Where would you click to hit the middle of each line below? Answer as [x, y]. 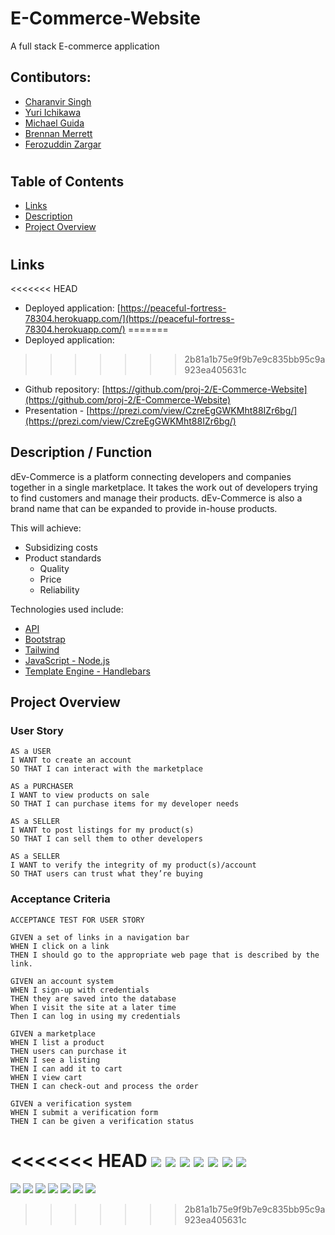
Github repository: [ [65, 389]
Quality [54, 568]
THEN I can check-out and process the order [104, 1086]
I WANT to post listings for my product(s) [102, 830]
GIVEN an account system [62, 981]
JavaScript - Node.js [67, 660]
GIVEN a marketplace [53, 1033]
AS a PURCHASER [42, 787]
